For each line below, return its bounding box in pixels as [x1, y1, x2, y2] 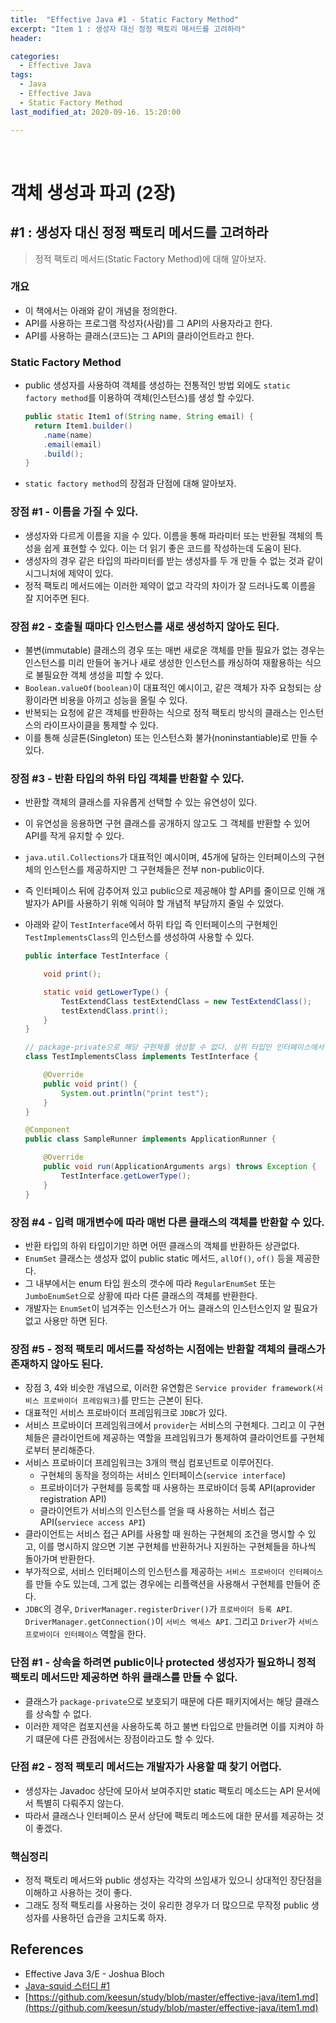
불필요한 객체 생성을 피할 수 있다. [35, 669, 164, 681]
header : [10, 33, 43, 43]
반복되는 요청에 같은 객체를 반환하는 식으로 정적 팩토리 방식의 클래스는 [24, 706, 298, 718]
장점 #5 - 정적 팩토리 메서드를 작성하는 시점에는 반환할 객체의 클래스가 [10, 1342, 326, 1356]
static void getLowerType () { [43, 987, 169, 997]
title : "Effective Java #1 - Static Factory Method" [10, 14, 240, 25]
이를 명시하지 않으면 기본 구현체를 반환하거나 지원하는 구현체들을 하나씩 [38, 1541, 317, 1553]
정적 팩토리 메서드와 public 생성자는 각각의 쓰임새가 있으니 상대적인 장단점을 [24, 1874, 323, 1886]
